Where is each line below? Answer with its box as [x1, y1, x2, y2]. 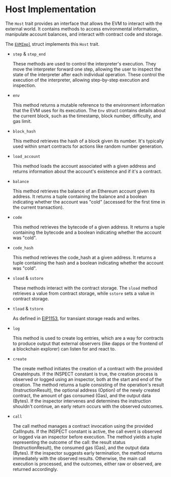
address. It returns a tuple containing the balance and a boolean [12, 193, 147, 199]
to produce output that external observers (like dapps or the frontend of [12, 340, 163, 346]
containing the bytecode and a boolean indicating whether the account [12, 229, 162, 235]
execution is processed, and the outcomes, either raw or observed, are [12, 461, 162, 467]
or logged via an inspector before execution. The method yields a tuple [12, 433, 162, 440]
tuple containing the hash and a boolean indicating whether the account [12, 260, 164, 266]
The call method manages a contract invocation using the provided [12, 423, 154, 429]
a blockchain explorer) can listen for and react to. [12, 345, 116, 352]
